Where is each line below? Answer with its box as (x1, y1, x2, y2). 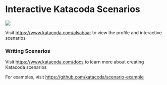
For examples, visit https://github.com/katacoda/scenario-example (5, 74, 144, 80)
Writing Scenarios (5, 47, 50, 54)
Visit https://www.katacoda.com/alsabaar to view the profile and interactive (5, 29, 162, 36)
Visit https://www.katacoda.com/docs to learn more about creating (5, 59, 144, 65)
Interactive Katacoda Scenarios (5, 4, 140, 15)
